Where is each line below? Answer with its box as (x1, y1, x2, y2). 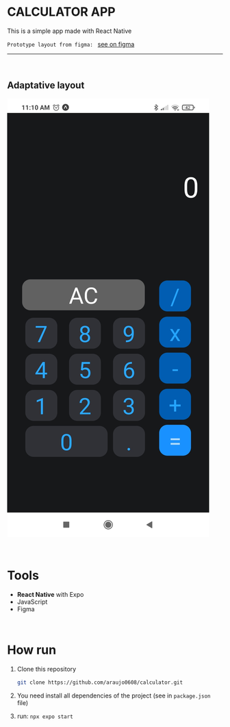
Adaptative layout (7, 79, 85, 91)
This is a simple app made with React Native (7, 27, 132, 35)
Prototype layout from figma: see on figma (7, 40, 135, 48)
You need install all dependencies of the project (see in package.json (16, 691, 211, 700)
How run (7, 642, 57, 658)
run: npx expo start (16, 712, 73, 720)
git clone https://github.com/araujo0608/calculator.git (16, 679, 183, 686)
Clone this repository (16, 665, 77, 673)
